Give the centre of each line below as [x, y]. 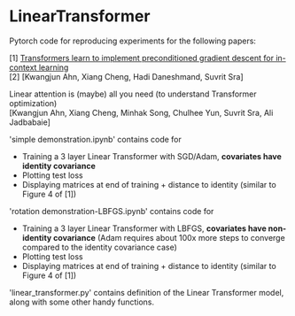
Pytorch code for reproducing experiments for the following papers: [133, 41]
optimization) [33, 103]
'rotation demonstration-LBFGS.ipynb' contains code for [112, 211]
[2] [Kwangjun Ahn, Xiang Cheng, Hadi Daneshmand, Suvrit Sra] [126, 76]
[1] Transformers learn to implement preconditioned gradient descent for [142, 58]
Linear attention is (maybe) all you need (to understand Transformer [133, 94]
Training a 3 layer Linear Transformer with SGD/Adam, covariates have [151, 156]
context [23, 67]
